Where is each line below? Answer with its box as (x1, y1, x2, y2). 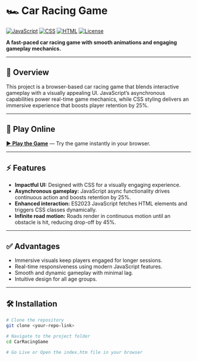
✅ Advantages (6, 241, 60, 251)
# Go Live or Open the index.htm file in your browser (6, 349, 143, 355)
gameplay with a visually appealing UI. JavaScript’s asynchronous (6, 89, 165, 96)
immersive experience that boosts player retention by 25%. (6, 101, 150, 108)
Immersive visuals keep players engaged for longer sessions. (14, 257, 163, 264)
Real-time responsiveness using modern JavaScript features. (14, 263, 162, 270)
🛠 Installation (6, 299, 57, 309)
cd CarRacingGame (6, 339, 49, 345)
